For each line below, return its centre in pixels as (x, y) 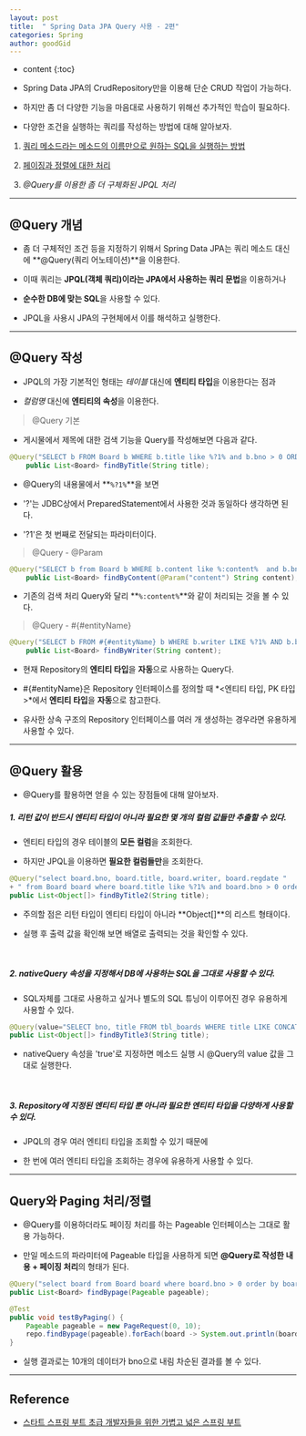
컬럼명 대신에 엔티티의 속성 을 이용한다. (91, 401)
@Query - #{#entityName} (82, 626)
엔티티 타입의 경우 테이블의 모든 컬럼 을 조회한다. (107, 841)
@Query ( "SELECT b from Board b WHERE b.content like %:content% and (144, 569)
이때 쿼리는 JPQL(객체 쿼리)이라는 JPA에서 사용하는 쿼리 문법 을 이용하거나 (154, 280)
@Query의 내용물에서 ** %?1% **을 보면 (91, 484)
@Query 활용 (46, 771)
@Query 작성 (46, 358)
